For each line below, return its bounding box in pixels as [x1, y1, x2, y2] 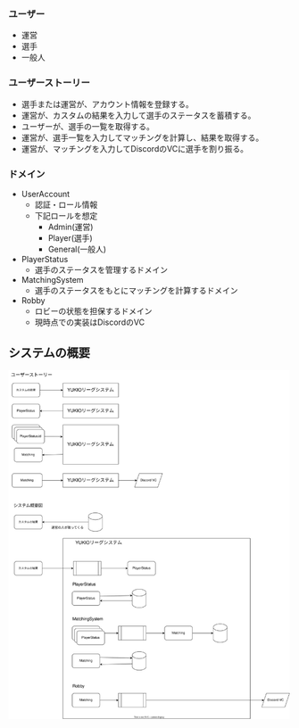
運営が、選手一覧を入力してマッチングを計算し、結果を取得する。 [21, 132, 264, 143]
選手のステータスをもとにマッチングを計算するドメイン [34, 285, 238, 295]
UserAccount [21, 188, 71, 199]
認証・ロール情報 [34, 199, 98, 210]
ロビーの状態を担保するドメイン [34, 305, 153, 316]
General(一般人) [47, 244, 107, 254]
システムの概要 [8, 345, 91, 360]
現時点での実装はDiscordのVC [34, 317, 145, 327]
